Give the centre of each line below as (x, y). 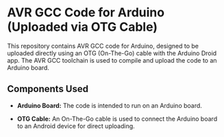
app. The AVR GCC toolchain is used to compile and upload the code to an (112, 60)
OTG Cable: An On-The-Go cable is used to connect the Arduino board (117, 119)
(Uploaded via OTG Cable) (83, 27)
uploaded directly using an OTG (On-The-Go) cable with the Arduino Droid (112, 53)
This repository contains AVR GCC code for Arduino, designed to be (103, 46)
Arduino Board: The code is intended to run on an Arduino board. (109, 105)
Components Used (48, 89)
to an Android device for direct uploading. (76, 126)
